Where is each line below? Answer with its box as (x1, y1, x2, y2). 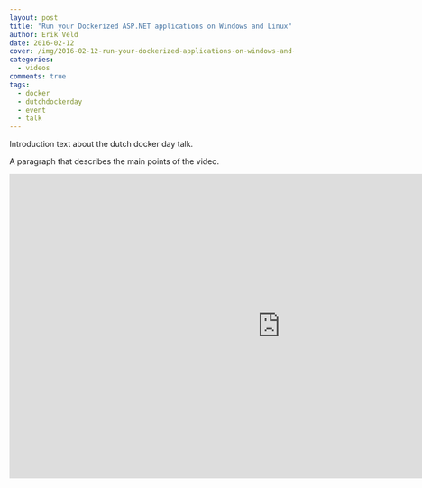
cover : (9, 47, 34, 56)
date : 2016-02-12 (9, 38, 75, 48)
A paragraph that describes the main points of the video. (9, 156, 219, 167)
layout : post (9, 13, 59, 23)
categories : (9, 55, 54, 64)
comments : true (9, 72, 67, 81)
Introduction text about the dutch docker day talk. (9, 139, 194, 150)
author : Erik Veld (9, 30, 78, 39)
